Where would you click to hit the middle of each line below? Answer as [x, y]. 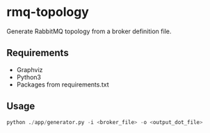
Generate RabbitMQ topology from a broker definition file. [89, 31]
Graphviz [30, 69]
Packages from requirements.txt [63, 85]
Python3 [29, 77]
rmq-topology [48, 12]
